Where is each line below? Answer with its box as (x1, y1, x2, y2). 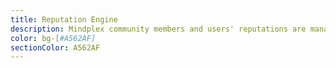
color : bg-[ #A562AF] (10, 33, 97, 43)
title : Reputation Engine (10, 14, 118, 25)
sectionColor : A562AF (10, 42, 101, 53)
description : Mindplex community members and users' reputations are (10, 24, 307, 34)
